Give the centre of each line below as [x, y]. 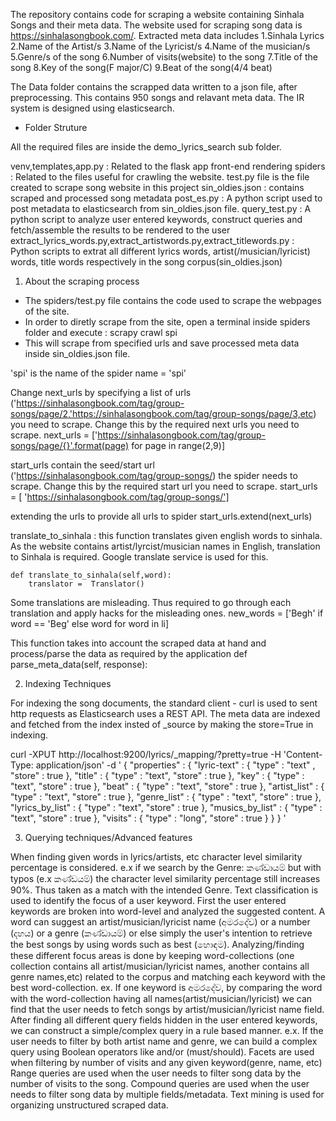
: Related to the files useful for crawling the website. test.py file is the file [160, 177]
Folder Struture [56, 127]
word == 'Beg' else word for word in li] [90, 623]
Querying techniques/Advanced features [108, 837]
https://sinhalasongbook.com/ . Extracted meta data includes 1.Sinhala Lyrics [167, 35]
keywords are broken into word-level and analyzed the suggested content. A [168, 911]
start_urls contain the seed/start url [82, 465]
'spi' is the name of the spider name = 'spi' [98, 373]
